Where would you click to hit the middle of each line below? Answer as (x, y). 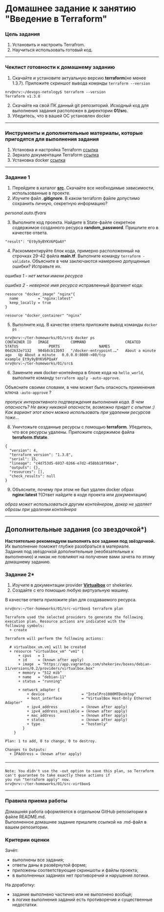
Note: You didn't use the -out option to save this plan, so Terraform (79, 771)
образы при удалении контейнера (41, 509)
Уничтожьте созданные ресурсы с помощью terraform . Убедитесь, (82, 427)
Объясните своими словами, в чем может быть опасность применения (80, 387)
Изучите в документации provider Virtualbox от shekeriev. (72, 585)
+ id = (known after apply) (51, 660)
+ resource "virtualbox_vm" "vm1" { (47, 652)
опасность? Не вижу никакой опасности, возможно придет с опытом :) (80, 407)
